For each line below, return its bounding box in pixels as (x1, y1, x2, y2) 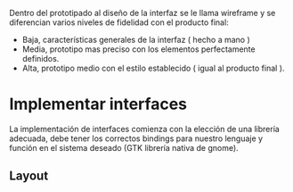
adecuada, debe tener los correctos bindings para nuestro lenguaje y (9, 133, 264, 144)
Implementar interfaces (9, 94, 187, 114)
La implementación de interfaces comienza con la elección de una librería (9, 123, 281, 134)
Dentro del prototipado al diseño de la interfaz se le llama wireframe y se (9, 8, 276, 18)
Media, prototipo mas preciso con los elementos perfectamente (21, 44, 256, 54)
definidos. (21, 54, 60, 63)
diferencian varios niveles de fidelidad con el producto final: (9, 17, 229, 28)
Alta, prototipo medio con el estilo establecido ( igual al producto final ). (21, 63, 285, 73)
